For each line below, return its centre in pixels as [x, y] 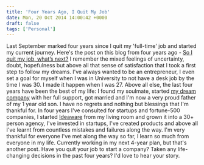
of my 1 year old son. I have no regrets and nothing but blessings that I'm [97, 104]
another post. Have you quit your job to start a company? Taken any [91, 149]
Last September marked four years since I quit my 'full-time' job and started [101, 46]
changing [18, 156]
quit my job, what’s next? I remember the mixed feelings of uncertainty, [95, 59]
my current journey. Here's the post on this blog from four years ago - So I [100, 53]
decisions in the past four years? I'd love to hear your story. [106, 156]
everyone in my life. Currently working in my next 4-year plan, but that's [97, 143]
